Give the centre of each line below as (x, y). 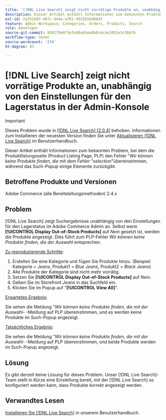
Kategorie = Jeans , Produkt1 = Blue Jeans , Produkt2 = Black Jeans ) (82, 267)
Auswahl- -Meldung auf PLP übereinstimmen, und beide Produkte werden (81, 342)
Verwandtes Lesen (35, 401)
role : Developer (22, 28)
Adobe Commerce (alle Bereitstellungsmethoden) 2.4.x (61, 194)
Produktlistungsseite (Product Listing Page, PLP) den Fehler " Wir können (79, 156)
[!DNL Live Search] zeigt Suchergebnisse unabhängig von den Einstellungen (83, 221)
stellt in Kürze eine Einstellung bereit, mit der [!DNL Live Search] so (86, 380)
